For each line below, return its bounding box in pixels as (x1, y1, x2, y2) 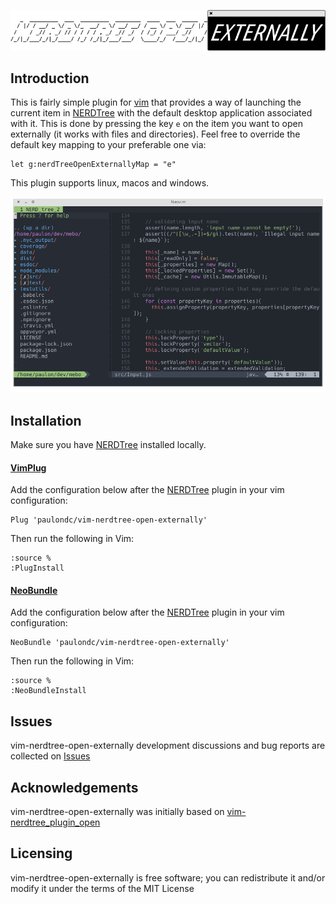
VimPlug (10, 461, 47, 474)
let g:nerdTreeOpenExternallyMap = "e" (10, 160, 177, 170)
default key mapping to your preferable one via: (10, 139, 207, 151)
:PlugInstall (10, 563, 65, 574)
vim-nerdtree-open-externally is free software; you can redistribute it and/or (10, 871, 326, 884)
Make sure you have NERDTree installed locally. (10, 439, 207, 451)
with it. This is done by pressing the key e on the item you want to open (10, 118, 303, 130)
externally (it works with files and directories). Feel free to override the (10, 128, 301, 140)
